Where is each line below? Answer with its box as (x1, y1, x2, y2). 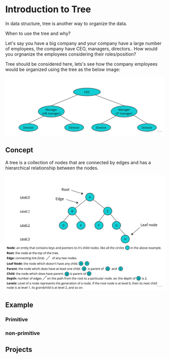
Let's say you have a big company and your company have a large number (5, 40, 162, 46)
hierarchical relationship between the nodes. (5, 165, 99, 171)
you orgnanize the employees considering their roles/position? (5, 51, 136, 57)
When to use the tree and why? (5, 30, 71, 36)
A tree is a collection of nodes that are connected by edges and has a (5, 159, 151, 165)
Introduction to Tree (5, 4, 92, 15)
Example (5, 300, 34, 309)
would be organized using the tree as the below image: (5, 66, 121, 72)
